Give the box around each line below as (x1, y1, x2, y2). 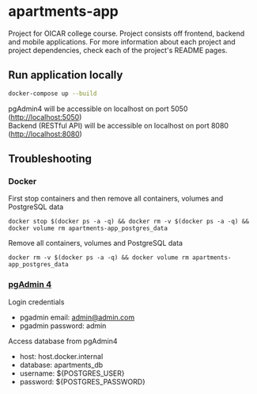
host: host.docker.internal (19, 351, 104, 361)
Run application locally (8, 68, 123, 82)
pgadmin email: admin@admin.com (19, 312, 135, 322)
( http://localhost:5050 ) (8, 112, 82, 121)
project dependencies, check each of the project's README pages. (8, 45, 228, 55)
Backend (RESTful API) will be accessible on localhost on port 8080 (8, 120, 229, 130)
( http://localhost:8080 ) (8, 129, 83, 139)
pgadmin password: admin (19, 320, 107, 331)
